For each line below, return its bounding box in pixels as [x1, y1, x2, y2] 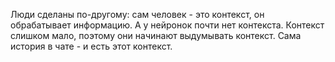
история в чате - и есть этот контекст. [10, 40, 173, 52]
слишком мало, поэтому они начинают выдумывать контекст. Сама [10, 30, 302, 41]
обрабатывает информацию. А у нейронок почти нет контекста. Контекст [10, 19, 325, 31]
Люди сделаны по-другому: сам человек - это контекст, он [10, 9, 265, 20]
